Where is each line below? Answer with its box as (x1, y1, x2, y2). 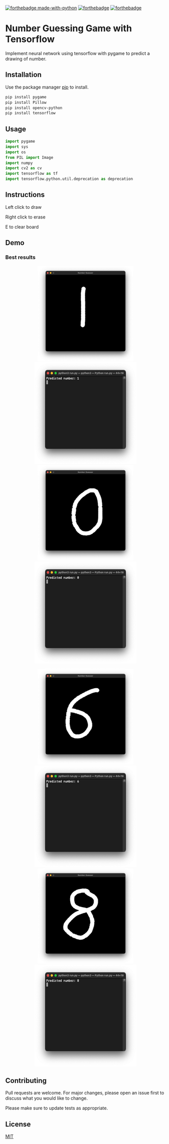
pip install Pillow (5, 100, 47, 105)
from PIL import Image (5, 155, 53, 160)
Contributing (5, 1076, 47, 1085)
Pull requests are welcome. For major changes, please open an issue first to (5, 1090, 164, 1096)
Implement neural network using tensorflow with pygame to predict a (5, 50, 150, 56)
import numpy (5, 160, 33, 166)
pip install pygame (5, 94, 47, 99)
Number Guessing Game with (5, 23, 132, 34)
